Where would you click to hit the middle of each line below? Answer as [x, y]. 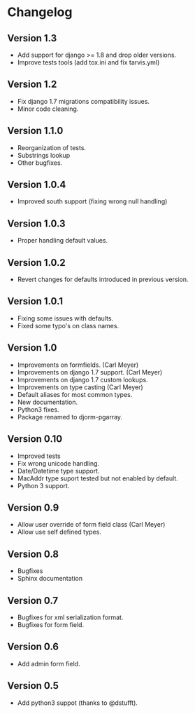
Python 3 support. [43, 485]
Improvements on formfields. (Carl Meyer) [78, 365]
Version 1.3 [32, 38]
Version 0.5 [33, 686]
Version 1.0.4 [37, 185]
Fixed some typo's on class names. [68, 325]
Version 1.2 [32, 85]
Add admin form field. [49, 664]
